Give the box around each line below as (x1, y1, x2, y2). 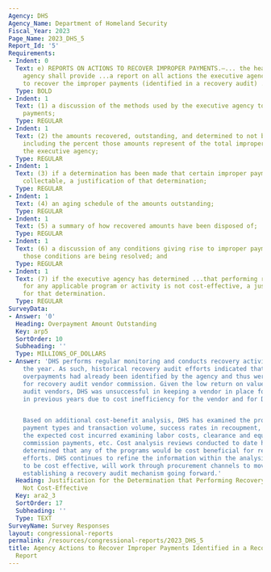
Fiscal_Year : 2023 (8, 27, 70, 35)
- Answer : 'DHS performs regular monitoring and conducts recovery (8, 357, 240, 366)
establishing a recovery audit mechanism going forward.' (23, 469, 222, 477)
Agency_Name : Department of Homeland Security (8, 19, 168, 27)
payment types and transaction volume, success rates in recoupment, (23, 424, 262, 432)
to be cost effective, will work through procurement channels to (23, 461, 251, 469)
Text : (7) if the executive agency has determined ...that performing (15, 275, 258, 283)
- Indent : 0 (8, 57, 48, 65)
